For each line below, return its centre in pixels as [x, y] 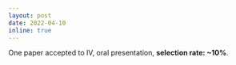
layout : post [30, 15]
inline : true [30, 30]
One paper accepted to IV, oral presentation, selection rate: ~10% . [118, 53]
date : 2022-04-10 [37, 23]
